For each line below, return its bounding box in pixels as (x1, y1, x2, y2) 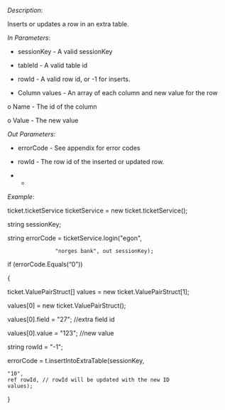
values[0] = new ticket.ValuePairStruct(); (7, 301, 126, 310)
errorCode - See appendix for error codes (17, 144, 141, 152)
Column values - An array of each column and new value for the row (17, 89, 218, 97)
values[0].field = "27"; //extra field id (7, 315, 115, 323)
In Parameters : (7, 33, 51, 42)
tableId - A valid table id (17, 61, 88, 70)
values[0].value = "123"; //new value (7, 329, 114, 337)
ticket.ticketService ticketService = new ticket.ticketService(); (7, 206, 188, 215)
